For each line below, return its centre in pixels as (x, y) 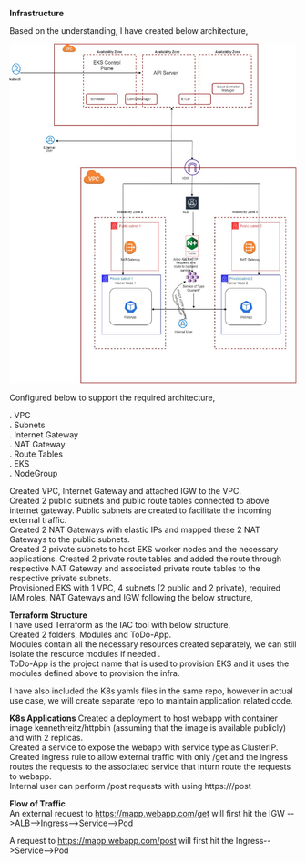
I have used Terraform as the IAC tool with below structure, (120, 624)
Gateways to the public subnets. (70, 539)
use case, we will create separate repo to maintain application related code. (151, 700)
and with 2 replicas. (46, 737)
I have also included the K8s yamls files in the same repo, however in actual (151, 691)
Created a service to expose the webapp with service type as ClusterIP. (144, 747)
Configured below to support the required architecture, (112, 397)
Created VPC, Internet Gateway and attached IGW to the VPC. (126, 490)
